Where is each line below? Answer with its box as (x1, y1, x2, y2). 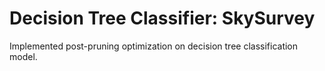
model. (9, 50, 38, 62)
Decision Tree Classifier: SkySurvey (9, 7, 316, 30)
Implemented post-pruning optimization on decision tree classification (9, 40, 299, 52)
